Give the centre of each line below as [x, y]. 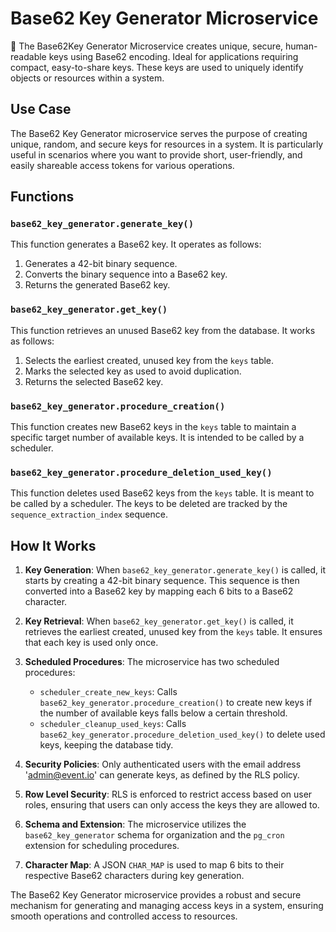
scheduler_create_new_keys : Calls [108, 692]
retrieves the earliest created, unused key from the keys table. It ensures [173, 632]
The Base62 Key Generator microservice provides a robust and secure [156, 895]
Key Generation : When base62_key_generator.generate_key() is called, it [175, 570]
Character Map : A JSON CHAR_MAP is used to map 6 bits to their [154, 865]
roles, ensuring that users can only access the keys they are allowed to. [172, 805]
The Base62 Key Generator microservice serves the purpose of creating [159, 133]
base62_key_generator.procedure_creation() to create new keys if [176, 703]
